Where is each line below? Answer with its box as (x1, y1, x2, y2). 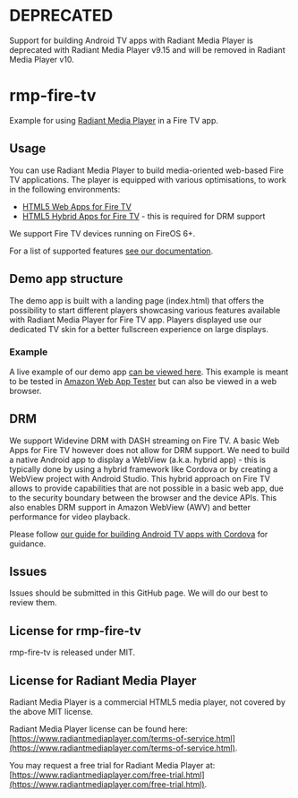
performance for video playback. (9, 511, 131, 522)
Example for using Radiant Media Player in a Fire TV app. (9, 115, 219, 125)
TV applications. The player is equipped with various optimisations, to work (9, 174, 286, 184)
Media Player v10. (9, 54, 74, 64)
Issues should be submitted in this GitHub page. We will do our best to (9, 588, 268, 598)
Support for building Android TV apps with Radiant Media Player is (9, 35, 253, 46)
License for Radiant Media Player (9, 673, 197, 688)
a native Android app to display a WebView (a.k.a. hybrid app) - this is (9, 454, 267, 465)
